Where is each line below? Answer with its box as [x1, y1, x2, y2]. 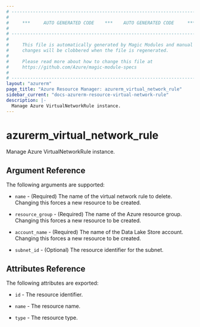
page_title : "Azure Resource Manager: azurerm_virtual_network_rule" [6, 86, 183, 92]
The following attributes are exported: [6, 279, 99, 286]
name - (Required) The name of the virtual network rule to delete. [14, 193, 173, 200]
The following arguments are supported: [6, 181, 105, 188]
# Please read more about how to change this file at [6, 58, 153, 64]
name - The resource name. [14, 303, 81, 310]
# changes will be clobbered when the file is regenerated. [6, 48, 169, 54]
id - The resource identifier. [14, 291, 83, 298]
